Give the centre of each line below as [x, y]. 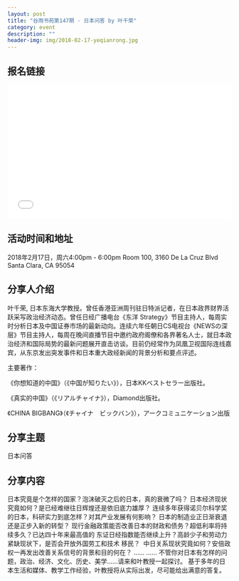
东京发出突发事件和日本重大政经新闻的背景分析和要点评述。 [113, 352]
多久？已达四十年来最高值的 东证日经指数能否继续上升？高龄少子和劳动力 [120, 535]
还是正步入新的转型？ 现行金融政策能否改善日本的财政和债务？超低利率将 [114, 526]
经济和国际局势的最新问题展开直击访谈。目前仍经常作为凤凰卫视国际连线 [119, 343]
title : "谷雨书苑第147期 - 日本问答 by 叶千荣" [72, 21]
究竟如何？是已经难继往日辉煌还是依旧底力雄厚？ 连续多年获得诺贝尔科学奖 [117, 508]
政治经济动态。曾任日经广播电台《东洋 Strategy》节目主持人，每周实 [127, 317]
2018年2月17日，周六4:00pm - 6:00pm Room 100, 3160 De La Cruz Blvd [113, 257]
